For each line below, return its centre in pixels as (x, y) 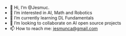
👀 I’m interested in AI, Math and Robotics (51, 13)
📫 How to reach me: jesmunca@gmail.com (54, 28)
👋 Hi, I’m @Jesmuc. (30, 8)
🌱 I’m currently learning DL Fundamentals (52, 18)
